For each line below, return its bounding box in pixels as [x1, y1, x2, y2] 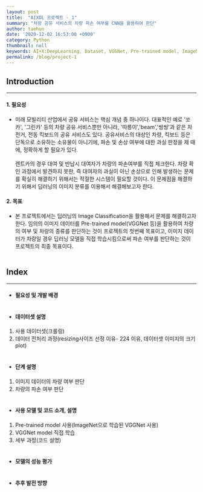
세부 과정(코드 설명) [14, 436, 62, 444]
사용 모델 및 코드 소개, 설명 [14, 407, 77, 414]
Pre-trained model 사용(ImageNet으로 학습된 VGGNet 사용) [14, 421, 159, 428]
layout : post [6, 8, 39, 15]
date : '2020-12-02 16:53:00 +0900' [6, 32, 96, 38]
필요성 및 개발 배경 [14, 291, 59, 299]
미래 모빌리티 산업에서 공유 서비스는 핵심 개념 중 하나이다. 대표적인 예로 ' [14, 116, 186, 123]
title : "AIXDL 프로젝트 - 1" [6, 15, 77, 21]
